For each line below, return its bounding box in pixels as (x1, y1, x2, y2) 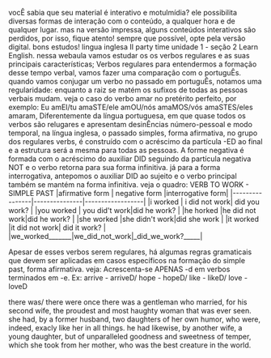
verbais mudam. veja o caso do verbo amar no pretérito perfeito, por (8, 94, 237, 103)
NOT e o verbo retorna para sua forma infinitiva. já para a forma (8, 163, 221, 172)
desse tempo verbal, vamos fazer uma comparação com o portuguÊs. (8, 68, 241, 77)
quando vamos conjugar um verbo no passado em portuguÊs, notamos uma (8, 77, 262, 86)
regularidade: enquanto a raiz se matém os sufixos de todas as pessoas (8, 85, 248, 95)
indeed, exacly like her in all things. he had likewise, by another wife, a (8, 323, 243, 332)
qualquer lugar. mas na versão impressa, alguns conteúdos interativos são (8, 25, 256, 34)
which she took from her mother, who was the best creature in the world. (8, 340, 252, 350)
